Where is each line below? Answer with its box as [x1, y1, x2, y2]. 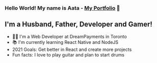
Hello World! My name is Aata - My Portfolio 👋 [5, 5, 120, 12]
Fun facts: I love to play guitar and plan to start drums [12, 51, 124, 57]
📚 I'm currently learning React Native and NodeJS [12, 39, 119, 45]
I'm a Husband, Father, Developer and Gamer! [5, 20, 152, 29]
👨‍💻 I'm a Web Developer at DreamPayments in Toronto [12, 33, 127, 39]
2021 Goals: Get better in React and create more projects [12, 46, 132, 52]
